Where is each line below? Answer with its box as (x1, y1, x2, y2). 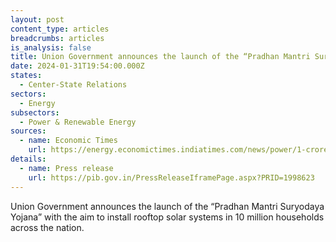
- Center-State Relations (19, 80, 128, 90)
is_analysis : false (10, 42, 92, 53)
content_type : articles (10, 24, 110, 34)
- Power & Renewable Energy (19, 117, 137, 127)
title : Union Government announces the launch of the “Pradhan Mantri (10, 52, 311, 62)
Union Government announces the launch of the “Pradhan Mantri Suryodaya (10, 200, 325, 212)
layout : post (10, 14, 65, 25)
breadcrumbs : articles (10, 33, 105, 43)
